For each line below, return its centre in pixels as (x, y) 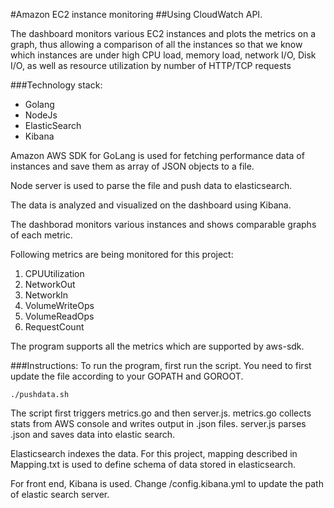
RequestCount (54, 327)
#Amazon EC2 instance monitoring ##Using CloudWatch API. (136, 14)
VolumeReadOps (59, 316)
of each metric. (41, 235)
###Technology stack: (56, 85)
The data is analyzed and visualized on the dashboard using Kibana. (151, 205)
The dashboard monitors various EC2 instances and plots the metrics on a (163, 33)
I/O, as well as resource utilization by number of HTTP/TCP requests (151, 65)
